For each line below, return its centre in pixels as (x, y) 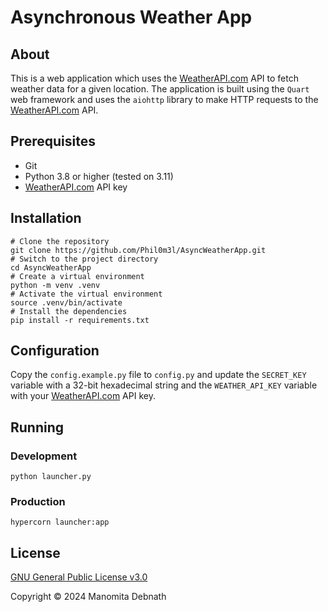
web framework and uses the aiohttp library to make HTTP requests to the (164, 99)
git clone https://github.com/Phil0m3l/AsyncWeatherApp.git (138, 250)
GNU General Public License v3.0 (79, 577)
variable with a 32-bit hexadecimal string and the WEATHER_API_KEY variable (164, 385)
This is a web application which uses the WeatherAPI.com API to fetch (154, 78)
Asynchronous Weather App (131, 17)
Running (37, 427)
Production (38, 502)
